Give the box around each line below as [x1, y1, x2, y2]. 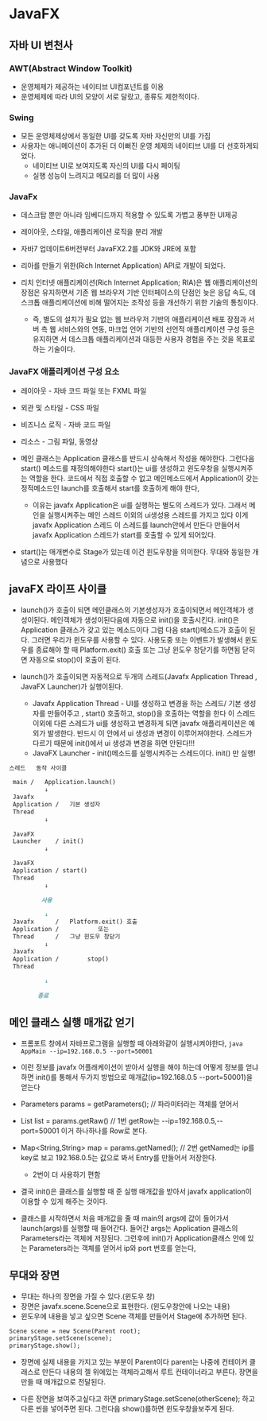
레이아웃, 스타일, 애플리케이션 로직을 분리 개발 [20, 227, 164, 237]
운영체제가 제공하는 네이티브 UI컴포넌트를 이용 [20, 81, 164, 91]
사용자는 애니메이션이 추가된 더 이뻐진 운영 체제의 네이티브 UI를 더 [20, 141, 226, 151]
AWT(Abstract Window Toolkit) [9, 63, 133, 74]
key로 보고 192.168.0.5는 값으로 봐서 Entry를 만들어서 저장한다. [20, 1152, 217, 1162]
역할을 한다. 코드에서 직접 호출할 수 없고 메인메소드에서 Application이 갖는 [29, 473, 259, 483]
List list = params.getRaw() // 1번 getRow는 [20, 1116, 161, 1125]
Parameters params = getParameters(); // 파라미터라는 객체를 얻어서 [20, 1099, 239, 1108]
